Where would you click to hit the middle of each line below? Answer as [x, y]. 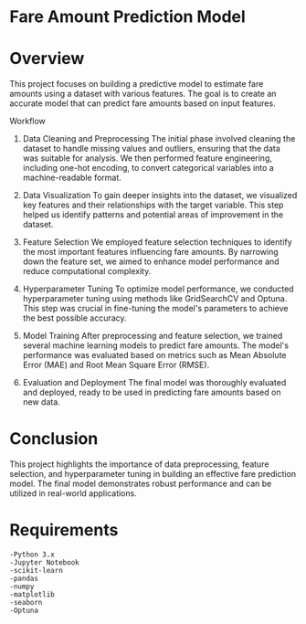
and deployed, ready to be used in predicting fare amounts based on [152, 392]
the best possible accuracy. [74, 318]
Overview [47, 59]
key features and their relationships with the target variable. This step [153, 205]
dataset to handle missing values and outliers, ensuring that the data [151, 149]
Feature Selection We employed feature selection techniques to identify [157, 242]
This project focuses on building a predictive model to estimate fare [137, 84]
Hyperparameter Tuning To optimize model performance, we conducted [158, 289]
